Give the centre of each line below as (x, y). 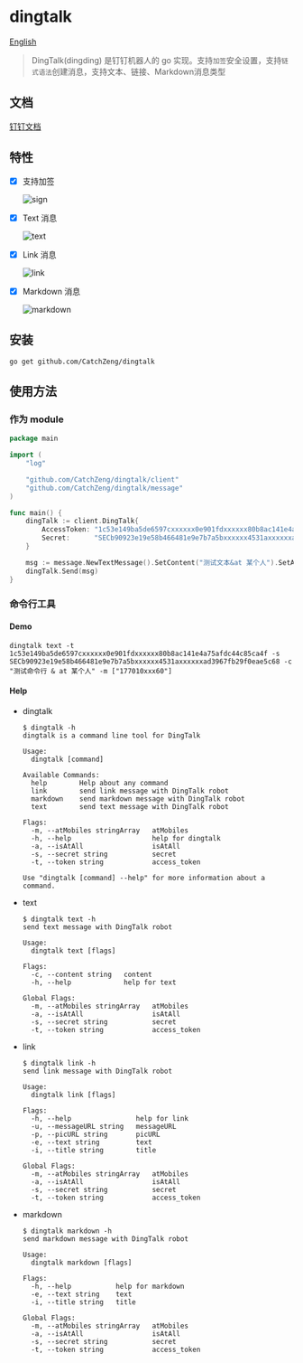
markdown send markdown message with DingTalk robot (138, 799)
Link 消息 (39, 254)
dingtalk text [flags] (73, 951)
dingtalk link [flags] (73, 1095)
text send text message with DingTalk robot (130, 806)
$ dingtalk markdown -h (67, 1231)
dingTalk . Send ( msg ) (62, 571)
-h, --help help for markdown (108, 1286)
